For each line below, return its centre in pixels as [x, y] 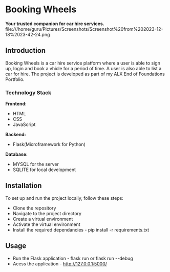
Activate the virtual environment [46, 224]
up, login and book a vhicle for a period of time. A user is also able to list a [83, 68]
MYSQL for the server [36, 164]
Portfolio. [15, 79]
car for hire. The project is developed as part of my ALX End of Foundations [85, 74]
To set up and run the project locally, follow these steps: [65, 198]
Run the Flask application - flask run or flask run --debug [73, 258]
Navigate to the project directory [47, 213]
